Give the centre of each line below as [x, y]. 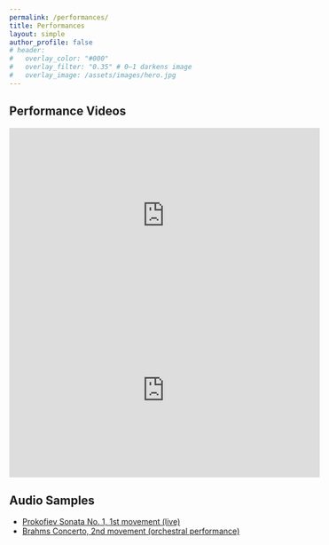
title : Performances [47, 26]
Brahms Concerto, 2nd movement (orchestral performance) [131, 531]
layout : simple [37, 34]
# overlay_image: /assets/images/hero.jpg [93, 75]
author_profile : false [51, 42]
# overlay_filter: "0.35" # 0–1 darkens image [101, 67]
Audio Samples [52, 500]
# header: [27, 51]
